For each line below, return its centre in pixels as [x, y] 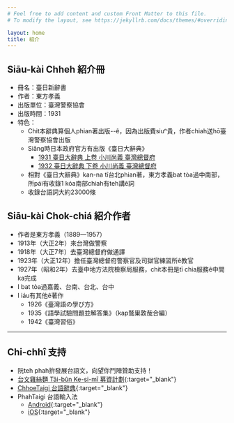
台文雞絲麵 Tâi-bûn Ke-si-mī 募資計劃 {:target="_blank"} [97, 379]
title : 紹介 [23, 39]
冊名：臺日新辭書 [42, 87]
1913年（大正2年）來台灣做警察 [62, 243]
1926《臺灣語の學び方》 [62, 304]
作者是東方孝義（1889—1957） [62, 234]
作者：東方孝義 [39, 96]
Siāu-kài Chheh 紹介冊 [56, 69]
